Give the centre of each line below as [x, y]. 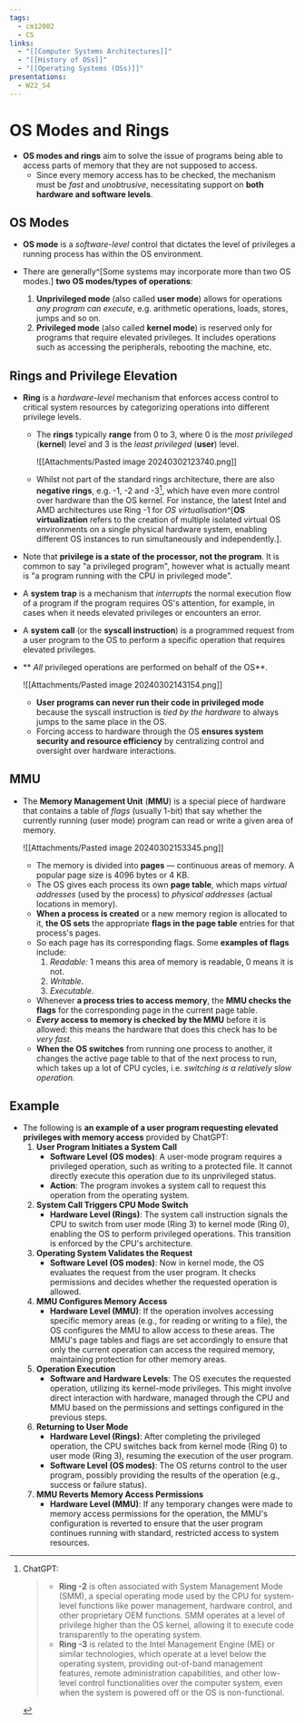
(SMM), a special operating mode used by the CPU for [160, 1596]
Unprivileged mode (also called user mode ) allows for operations [159, 299]
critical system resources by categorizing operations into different [146, 407]
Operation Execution [76, 1369]
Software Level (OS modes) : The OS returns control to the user [168, 1466]
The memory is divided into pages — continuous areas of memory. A [165, 865]
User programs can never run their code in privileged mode [150, 702]
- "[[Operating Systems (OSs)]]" [81, 69]
